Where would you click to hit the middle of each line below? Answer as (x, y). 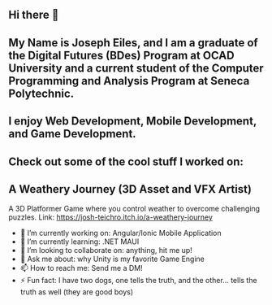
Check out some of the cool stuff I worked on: (126, 161)
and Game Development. (72, 134)
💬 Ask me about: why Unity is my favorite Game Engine (112, 259)
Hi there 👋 (34, 15)
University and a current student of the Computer (136, 68)
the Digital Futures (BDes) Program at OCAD (121, 55)
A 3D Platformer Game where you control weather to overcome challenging (134, 209)
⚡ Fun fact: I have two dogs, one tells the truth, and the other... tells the (138, 281)
